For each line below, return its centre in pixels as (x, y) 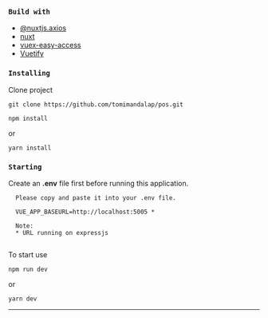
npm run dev (28, 269)
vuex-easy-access (50, 45)
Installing (29, 74)
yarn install (30, 148)
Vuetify (32, 54)
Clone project (31, 89)
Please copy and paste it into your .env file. (96, 198)
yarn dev (23, 299)
